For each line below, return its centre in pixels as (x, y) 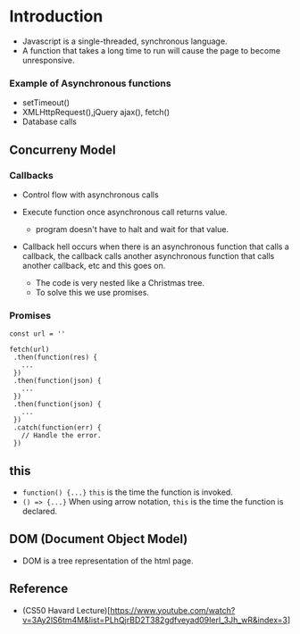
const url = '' (37, 334)
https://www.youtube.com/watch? (173, 610)
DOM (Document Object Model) (99, 539)
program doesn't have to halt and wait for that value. (132, 229)
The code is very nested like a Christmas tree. (120, 282)
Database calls (50, 121)
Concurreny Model (62, 150)
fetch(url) (29, 350)
